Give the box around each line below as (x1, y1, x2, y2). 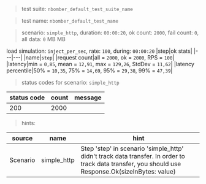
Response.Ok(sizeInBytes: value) (80, 167, 176, 175)
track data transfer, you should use (80, 159, 181, 168)
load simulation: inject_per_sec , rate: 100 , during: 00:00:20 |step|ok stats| (6, 47, 193, 55)
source (12, 134, 33, 142)
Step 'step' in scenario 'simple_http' (80, 144, 184, 153)
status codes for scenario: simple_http (21, 79, 120, 86)
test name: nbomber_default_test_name (21, 17, 118, 24)
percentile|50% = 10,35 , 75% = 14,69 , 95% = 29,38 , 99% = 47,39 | (6, 67, 173, 74)
